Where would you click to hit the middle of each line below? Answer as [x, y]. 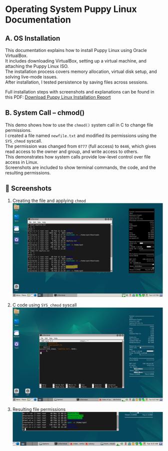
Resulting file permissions [39, 409]
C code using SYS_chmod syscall [44, 305]
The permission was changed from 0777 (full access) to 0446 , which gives [81, 146]
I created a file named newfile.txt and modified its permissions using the [81, 135]
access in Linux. [22, 162]
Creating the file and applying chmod [49, 200]
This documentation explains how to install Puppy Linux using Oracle [76, 50]
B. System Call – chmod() [45, 113]
